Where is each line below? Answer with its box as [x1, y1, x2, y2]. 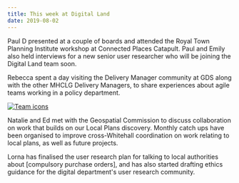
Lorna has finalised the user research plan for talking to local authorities [7, 152, 219, 161]
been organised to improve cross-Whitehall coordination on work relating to [7, 131, 230, 140]
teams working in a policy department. [7, 88, 121, 97]
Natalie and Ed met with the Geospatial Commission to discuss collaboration [7, 115, 232, 125]
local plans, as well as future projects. [7, 138, 118, 147]
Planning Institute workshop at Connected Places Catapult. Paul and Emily [7, 44, 225, 53]
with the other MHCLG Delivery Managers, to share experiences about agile [7, 80, 230, 89]
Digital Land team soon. [7, 59, 77, 68]
